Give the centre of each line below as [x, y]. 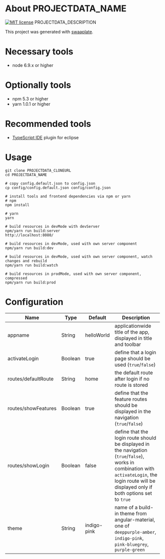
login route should [135, 437]
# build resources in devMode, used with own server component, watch [79, 256]
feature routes [131, 399]
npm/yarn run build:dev [29, 248]
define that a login [135, 352]
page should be [133, 358]
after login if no [132, 378]
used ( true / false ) [135, 365]
